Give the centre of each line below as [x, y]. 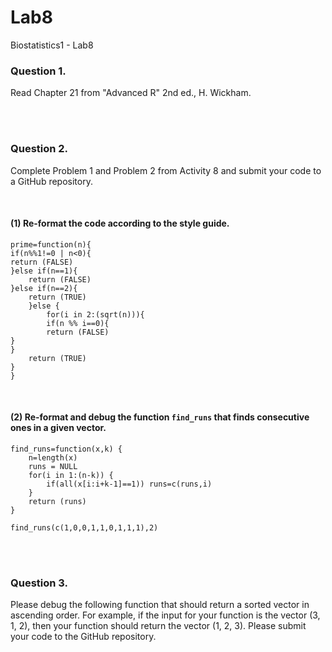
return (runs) [57, 501]
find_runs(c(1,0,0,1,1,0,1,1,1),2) [84, 527]
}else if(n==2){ [44, 288]
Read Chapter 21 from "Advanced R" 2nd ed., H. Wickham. [131, 93]
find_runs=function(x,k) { [66, 449]
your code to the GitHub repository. [83, 637]
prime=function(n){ [51, 244]
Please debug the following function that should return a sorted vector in [160, 605]
